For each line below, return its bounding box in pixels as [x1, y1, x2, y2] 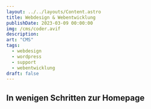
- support [11, 59, 36, 65]
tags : [6, 43, 20, 49]
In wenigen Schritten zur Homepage [6, 93, 145, 103]
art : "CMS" [6, 37, 34, 43]
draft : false [6, 70, 39, 76]
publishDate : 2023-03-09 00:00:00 [6, 20, 94, 26]
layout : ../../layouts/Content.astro [6, 8, 101, 15]
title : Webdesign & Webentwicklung [6, 14, 96, 20]
